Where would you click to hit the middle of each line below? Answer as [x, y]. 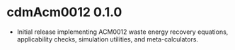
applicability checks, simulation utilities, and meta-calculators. [108, 39]
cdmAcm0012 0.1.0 [64, 12]
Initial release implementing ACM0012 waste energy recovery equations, [122, 32]
